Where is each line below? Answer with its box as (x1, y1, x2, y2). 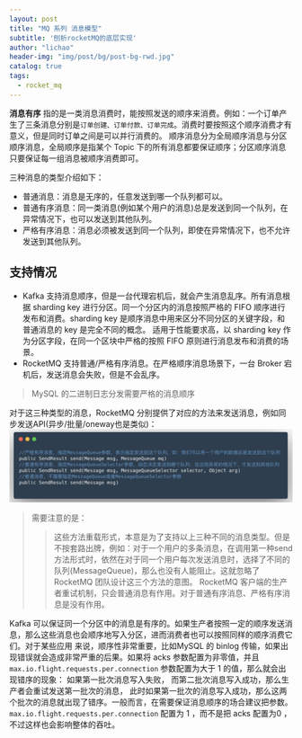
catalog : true (9, 62, 63, 71)
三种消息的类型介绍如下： (9, 172, 104, 182)
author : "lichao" (9, 43, 75, 52)
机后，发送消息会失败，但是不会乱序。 (22, 369, 164, 379)
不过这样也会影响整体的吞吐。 (9, 719, 120, 730)
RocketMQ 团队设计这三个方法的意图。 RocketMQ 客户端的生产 (53, 576, 288, 588)
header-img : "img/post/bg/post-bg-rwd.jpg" (9, 52, 175, 62)
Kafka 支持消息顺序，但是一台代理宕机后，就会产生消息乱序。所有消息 (22, 290, 283, 301)
